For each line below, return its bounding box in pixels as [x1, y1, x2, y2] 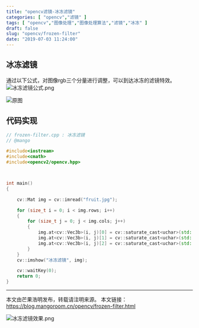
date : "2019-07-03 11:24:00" [6, 36, 78, 42]
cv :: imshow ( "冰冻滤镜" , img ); [17, 257, 88, 263]
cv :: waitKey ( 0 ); [17, 268, 57, 274]
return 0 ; [17, 273, 41, 279]
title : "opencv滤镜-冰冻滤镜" [6, 8, 75, 15]
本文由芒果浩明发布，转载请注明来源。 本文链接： [6, 296, 127, 303]
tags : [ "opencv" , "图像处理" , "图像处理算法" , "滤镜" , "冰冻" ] [6, 20, 148, 26]
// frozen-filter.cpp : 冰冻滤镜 [6, 132, 85, 138]
